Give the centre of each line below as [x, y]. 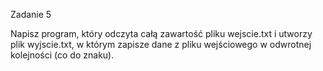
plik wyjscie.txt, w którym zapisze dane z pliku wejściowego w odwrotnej [161, 44]
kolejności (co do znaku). [62, 55]
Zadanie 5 [31, 14]
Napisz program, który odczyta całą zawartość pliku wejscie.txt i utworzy [161, 33]
